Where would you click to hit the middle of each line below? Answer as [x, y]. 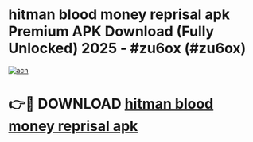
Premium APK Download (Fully [111, 31]
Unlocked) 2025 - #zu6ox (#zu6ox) [127, 48]
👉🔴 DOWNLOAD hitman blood [111, 104]
